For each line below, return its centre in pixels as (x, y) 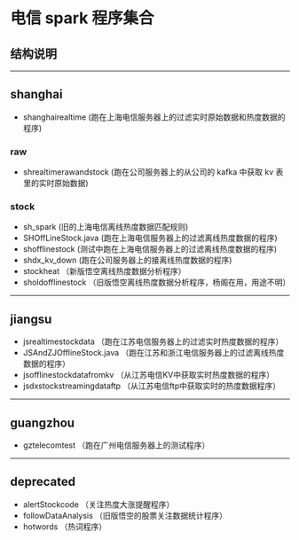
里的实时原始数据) (55, 184)
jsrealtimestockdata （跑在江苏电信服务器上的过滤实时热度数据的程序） (153, 341)
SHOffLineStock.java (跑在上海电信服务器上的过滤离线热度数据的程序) (150, 238)
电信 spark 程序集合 (82, 18)
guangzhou (42, 423)
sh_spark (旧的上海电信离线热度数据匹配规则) (106, 227)
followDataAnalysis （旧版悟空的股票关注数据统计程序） (125, 515)
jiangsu (31, 319)
